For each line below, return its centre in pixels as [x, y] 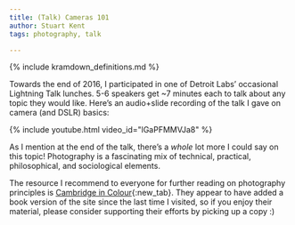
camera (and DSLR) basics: [59, 113]
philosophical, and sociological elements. [85, 166]
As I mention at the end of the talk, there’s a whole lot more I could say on [144, 147]
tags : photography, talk [55, 34]
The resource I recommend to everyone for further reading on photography [147, 183]
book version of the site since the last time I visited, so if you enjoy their [141, 202]
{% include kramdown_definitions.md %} [85, 67]
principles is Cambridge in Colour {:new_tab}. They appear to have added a [146, 193]
